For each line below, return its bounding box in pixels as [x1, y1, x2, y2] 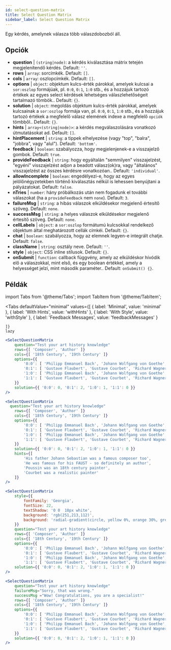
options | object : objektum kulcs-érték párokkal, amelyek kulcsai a [12, 81, 154, 87]
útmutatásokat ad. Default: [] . [12, 130, 76, 136]
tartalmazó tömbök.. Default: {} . [12, 97, 80, 104]
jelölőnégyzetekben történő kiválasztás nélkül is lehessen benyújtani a [12, 179, 160, 185]
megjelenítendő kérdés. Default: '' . [12, 65, 87, 71]
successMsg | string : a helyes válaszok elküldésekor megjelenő [12, 211, 149, 217]
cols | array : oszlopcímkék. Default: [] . [12, 76, 95, 82]
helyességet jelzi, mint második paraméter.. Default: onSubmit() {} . [12, 265, 154, 271]
